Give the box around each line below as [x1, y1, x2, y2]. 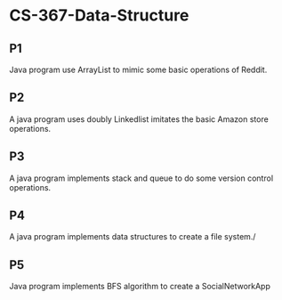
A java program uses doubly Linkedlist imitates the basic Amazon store [9, 113, 269, 125]
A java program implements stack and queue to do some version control [9, 173, 274, 183]
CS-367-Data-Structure [9, 5, 189, 26]
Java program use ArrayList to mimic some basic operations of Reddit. [9, 64, 268, 75]
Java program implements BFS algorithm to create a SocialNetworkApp [9, 281, 271, 292]
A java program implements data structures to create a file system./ [9, 231, 256, 242]
